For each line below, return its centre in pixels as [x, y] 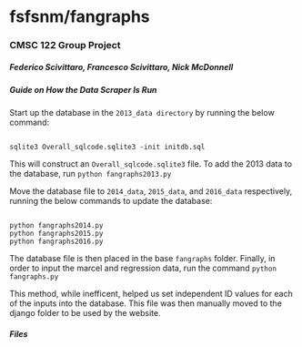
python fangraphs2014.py [56, 226]
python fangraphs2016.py [56, 242]
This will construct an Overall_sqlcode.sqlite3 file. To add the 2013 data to [151, 164]
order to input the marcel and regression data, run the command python [143, 268]
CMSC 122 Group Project [65, 46]
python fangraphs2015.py [56, 234]
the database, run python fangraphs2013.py [91, 174]
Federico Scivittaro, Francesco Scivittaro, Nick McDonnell [121, 66]
